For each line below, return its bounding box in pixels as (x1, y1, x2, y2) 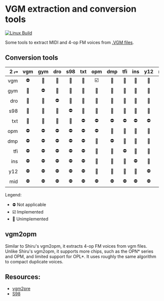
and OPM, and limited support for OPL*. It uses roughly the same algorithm (5, 253, 156, 259)
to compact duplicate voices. (5, 258, 63, 264)
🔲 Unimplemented (12, 216, 49, 222)
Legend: (5, 192, 22, 197)
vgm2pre (12, 286, 31, 292)
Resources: (5, 273, 41, 281)
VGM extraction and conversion (5, 3, 137, 15)
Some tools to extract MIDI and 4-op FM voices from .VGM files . (5, 39, 134, 45)
